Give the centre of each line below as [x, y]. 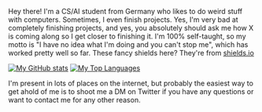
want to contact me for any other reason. [74, 100]
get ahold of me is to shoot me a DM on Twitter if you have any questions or [131, 92]
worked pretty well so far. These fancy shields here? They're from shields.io [131, 53]
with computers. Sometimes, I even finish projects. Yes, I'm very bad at [123, 20]
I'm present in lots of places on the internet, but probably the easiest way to [131, 83]
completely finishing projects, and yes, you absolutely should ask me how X [131, 28]
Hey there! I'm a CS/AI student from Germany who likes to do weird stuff [125, 11]
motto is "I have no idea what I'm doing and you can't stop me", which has [128, 45]
